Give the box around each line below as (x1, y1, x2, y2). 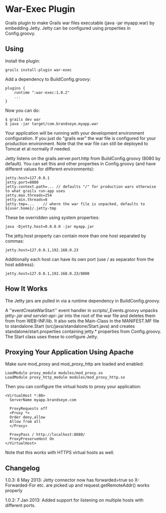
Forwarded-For (5, 482, 36, 488)
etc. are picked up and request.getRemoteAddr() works (37, 482, 150, 488)
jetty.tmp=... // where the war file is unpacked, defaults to (5, 202, 145, 206)
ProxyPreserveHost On (9, 437, 55, 442)
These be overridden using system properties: (5, 214, 100, 220)
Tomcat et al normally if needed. (5, 146, 71, 152)
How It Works (5, 285, 48, 293)
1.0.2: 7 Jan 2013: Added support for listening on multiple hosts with (5, 497, 144, 503)
